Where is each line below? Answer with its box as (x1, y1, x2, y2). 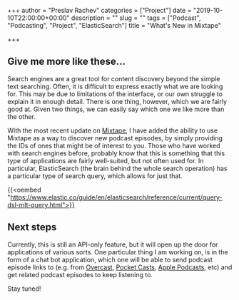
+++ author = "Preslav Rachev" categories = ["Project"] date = (7, 6, 192, 14)
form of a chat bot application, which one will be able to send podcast (7, 255, 213, 264)
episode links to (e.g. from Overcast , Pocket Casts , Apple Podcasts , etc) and (7, 263, 233, 271)
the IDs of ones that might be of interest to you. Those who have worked (7, 141, 220, 150)
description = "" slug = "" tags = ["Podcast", (71, 14, 201, 22)
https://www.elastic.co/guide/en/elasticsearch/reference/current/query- (10, 192, 223, 202)
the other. (7, 112, 36, 120)
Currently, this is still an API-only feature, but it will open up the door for (7, 240, 218, 249)
